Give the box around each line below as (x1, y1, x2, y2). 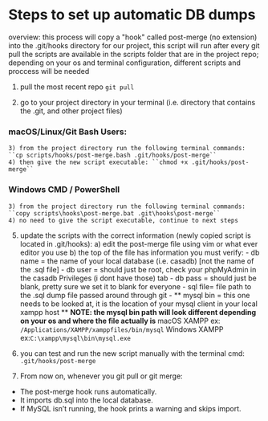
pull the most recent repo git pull (19, 82, 135, 92)
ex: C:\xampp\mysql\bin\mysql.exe (19, 333, 131, 342)
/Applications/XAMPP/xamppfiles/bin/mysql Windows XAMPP (19, 324, 224, 334)
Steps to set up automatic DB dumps (8, 6, 256, 24)
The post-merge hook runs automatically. (19, 386, 157, 396)
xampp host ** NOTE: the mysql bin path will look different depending (19, 307, 257, 317)
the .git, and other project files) (19, 106, 123, 116)
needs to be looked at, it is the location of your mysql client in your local (19, 299, 258, 309)
